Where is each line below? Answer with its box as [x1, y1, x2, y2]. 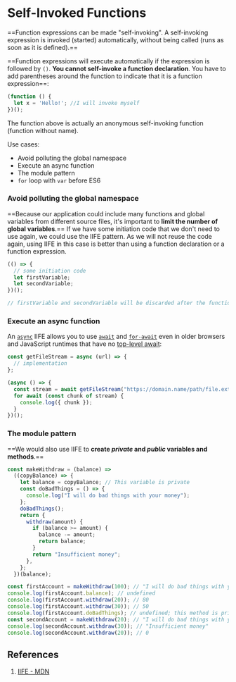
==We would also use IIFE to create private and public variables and [7, 445, 208, 453]
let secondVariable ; [13, 280, 74, 287]
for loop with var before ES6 [17, 176, 101, 185]
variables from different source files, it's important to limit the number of [7, 217, 218, 225]
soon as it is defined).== [7, 43, 79, 51]
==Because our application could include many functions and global [7, 209, 205, 218]
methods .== [7, 452, 44, 461]
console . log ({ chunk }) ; [20, 399, 93, 406]
